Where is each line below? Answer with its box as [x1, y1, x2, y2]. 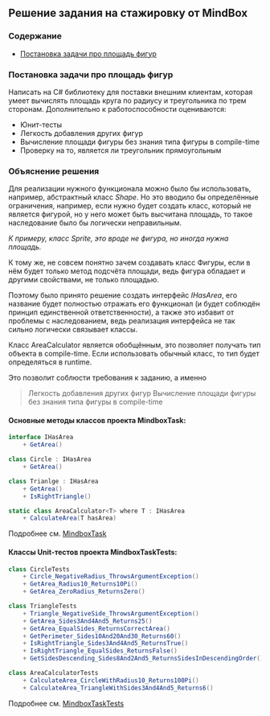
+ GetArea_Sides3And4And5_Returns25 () [22, 617, 153, 625]
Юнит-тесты [19, 120, 63, 130]
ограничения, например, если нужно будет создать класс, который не [8, 201, 252, 211]
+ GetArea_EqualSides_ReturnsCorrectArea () [22, 624, 171, 632]
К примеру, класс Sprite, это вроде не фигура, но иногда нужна [8, 233, 229, 244]
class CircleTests [8, 565, 70, 574]
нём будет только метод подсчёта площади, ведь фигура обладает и [8, 266, 246, 276]
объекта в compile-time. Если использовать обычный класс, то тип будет [8, 349, 260, 359]
